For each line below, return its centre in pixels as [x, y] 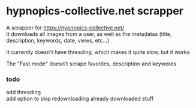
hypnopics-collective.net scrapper [95, 11]
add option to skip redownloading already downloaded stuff [80, 99]
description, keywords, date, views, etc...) [58, 40]
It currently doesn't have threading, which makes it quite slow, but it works [98, 52]
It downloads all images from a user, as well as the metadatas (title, [89, 34]
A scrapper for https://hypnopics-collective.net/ [65, 28]
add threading [23, 92]
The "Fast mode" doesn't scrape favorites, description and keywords [91, 64]
